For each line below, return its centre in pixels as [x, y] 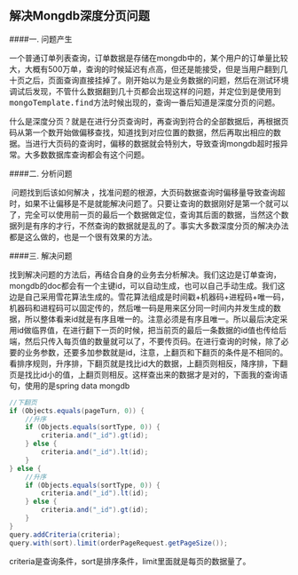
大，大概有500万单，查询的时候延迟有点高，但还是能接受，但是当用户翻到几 [149, 68]
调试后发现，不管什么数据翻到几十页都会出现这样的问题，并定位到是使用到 [145, 91]
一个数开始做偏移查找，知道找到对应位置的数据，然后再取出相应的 [153, 132]
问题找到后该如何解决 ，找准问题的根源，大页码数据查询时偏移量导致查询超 [148, 192]
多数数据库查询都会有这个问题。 [90, 155]
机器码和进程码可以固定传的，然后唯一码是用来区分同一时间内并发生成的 [141, 307]
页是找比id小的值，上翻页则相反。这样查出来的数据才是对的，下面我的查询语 [149, 374]
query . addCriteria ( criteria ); [65, 535]
